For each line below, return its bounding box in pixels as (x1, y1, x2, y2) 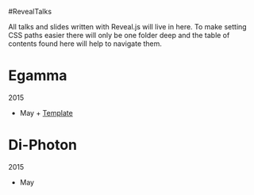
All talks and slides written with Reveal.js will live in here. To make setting (8, 22, 248, 31)
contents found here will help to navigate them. (8, 39, 163, 48)
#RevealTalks (8, 7, 52, 16)
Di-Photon (8, 136, 78, 154)
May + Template (19, 108, 73, 117)
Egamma (8, 67, 67, 85)
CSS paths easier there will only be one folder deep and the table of (8, 31, 230, 40)
